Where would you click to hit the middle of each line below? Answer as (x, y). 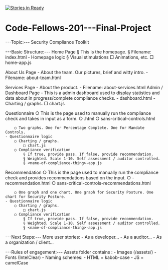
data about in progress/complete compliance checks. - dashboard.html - (80, 98)
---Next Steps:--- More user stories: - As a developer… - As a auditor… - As (83, 237)
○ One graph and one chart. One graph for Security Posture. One (84, 192)
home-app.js (18, 62)
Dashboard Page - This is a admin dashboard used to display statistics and (82, 93)
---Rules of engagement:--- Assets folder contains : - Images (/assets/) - (81, 252)
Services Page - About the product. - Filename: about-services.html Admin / (84, 87)
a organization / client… (30, 242)
